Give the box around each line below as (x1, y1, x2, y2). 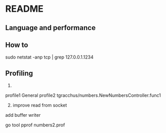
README (5, 3, 44, 15)
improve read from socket (12, 102, 67, 109)
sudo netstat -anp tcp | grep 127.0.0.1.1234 (5, 54, 94, 60)
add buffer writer (5, 112, 41, 118)
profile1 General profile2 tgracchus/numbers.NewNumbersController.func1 (5, 92, 161, 98)
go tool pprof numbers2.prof (5, 122, 65, 128)
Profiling (5, 69, 33, 77)
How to (5, 40, 29, 49)
